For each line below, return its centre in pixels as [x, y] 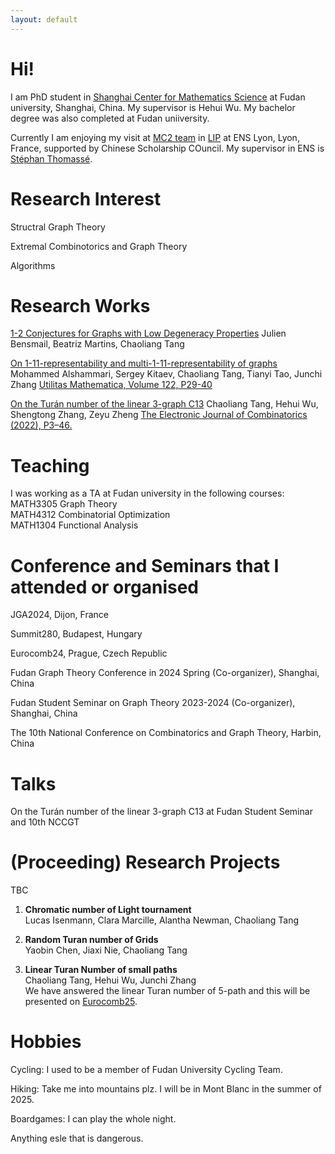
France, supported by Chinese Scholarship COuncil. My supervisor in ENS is [167, 148]
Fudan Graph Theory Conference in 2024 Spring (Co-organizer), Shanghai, [165, 673]
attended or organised [104, 587]
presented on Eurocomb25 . [81, 1002]
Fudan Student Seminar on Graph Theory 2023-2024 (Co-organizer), [153, 703]
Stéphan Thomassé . [51, 158]
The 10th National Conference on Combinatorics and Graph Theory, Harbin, [166, 733]
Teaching [50, 465]
